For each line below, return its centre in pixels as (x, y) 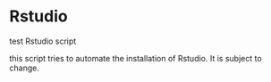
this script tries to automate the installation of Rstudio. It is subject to (135, 58)
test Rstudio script (43, 41)
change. (25, 68)
